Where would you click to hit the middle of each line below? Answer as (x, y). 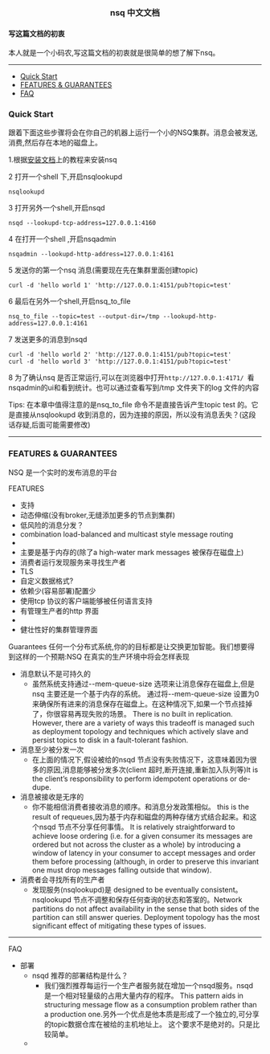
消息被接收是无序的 (52, 796)
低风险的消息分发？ (52, 525)
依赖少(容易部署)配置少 (58, 590)
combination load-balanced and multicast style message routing (127, 534)
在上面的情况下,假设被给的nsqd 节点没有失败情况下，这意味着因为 (141, 759)
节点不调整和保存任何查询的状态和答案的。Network (158, 899)
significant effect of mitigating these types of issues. (119, 925)
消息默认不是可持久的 (55, 673)
